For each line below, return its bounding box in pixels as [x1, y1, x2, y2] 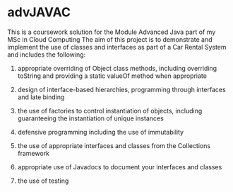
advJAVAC [7, 4, 71, 21]
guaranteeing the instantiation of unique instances [17, 114, 164, 123]
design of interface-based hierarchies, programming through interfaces [17, 85, 226, 94]
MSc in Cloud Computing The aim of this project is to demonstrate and [7, 35, 213, 43]
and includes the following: [7, 50, 86, 59]
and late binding [17, 93, 65, 101]
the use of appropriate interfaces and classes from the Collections [17, 141, 210, 149]
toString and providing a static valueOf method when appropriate [17, 72, 207, 80]
